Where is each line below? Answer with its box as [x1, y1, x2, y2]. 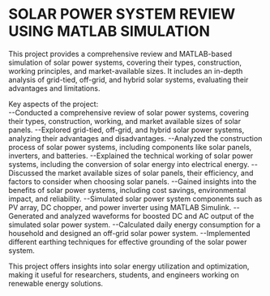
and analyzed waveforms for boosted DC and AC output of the [45, 211, 255, 221]
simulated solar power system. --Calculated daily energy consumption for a [8, 220, 261, 230]
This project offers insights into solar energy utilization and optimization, [8, 261, 250, 271]
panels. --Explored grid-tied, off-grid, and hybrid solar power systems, [8, 125, 245, 135]
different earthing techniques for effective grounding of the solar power [8, 237, 247, 247]
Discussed [8, 168, 44, 178]
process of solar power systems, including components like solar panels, [8, 142, 252, 152]
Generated [8, 211, 45, 221]
